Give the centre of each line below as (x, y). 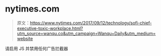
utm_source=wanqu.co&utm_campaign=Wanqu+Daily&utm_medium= (86, 33)
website (25, 38)
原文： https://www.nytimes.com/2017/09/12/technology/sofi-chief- (84, 23)
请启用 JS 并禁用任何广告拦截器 (36, 48)
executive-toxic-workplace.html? (50, 28)
